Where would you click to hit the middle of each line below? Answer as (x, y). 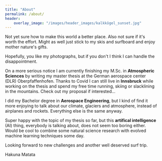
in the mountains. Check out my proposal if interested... (60, 91)
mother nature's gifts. (26, 47)
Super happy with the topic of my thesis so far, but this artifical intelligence (81, 120)
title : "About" (20, 9)
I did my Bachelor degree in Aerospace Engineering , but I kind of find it (77, 101)
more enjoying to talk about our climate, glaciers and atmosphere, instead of (81, 106)
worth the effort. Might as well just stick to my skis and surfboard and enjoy (80, 42)
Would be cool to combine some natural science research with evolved (76, 131)
